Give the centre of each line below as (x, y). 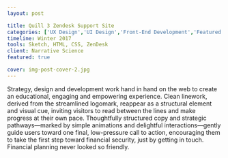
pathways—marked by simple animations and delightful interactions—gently (114, 125)
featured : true (29, 58)
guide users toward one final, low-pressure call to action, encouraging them (114, 132)
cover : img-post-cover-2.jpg (48, 69)
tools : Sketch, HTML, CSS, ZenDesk (58, 45)
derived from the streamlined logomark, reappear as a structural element (110, 104)
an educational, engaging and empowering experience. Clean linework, (107, 96)
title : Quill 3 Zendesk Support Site (61, 26)
